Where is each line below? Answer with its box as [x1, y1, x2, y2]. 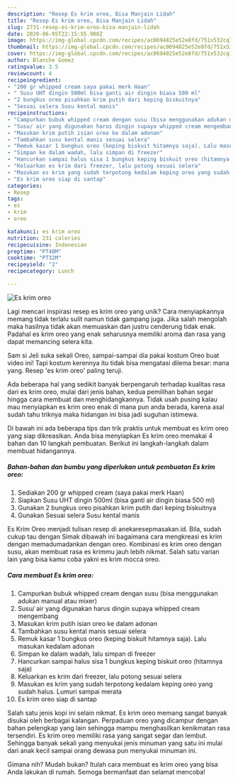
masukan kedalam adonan [17, 642, 94, 650]
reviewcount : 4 [7, 70, 52, 77]
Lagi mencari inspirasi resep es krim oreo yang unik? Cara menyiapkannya [7, 307, 225, 315]
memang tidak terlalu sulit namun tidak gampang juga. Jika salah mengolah [7, 314, 227, 323]
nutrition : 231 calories [7, 234, 81, 242]
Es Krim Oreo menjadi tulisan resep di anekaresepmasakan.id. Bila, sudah [7, 524, 222, 533]
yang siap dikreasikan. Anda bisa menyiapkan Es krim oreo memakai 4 [7, 431, 213, 440]
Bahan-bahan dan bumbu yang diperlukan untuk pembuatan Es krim [7, 463, 215, 471]
